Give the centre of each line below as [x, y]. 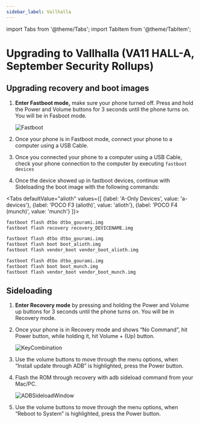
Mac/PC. [26, 384]
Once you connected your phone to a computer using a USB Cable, [98, 157]
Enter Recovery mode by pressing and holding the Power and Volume [102, 305]
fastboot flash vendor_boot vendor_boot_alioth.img [72, 250]
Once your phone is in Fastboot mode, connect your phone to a [94, 139]
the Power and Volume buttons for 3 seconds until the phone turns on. [102, 109]
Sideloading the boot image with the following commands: [87, 187]
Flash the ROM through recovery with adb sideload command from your [104, 378]
